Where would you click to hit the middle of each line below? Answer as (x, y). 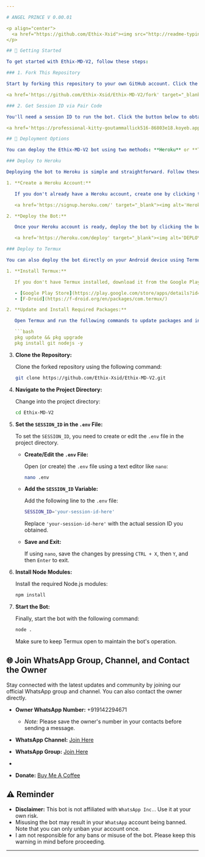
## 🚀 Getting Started (34, 51)
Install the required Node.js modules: (61, 584)
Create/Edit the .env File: (56, 454)
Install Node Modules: (44, 572)
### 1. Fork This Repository (43, 73)
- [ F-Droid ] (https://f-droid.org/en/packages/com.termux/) (91, 299)
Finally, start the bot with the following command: (77, 619)
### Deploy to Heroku (34, 161)
